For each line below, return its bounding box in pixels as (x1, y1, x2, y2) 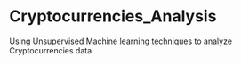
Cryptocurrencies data (9, 45, 92, 55)
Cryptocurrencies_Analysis (9, 6, 217, 27)
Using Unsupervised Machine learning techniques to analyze (9, 36, 233, 46)
